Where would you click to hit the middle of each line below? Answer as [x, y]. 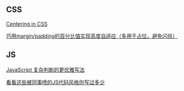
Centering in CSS [27, 23]
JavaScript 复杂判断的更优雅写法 [45, 69]
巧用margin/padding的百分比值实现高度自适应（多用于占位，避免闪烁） [92, 36]
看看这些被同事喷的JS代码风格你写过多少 [55, 82]
